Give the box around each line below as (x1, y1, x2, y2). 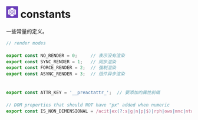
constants (20, 8, 71, 21)
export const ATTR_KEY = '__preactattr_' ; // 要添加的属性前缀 (6, 90, 160, 95)
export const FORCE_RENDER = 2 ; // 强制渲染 (6, 65, 117, 71)
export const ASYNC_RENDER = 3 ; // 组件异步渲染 (6, 71, 125, 77)
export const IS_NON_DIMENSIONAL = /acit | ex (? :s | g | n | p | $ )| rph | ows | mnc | (6, 108, 186, 114)
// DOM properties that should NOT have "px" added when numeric (6, 102, 170, 108)
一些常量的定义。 (6, 28, 48, 35)
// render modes (6, 40, 46, 46)
